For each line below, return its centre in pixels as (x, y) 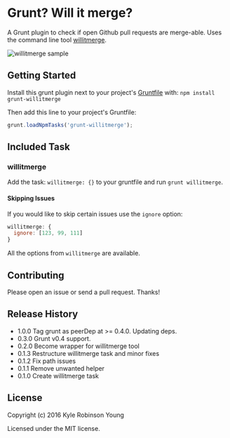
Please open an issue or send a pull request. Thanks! (83, 292)
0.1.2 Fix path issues (46, 361)
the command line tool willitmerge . (57, 39)
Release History (43, 314)
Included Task (39, 147)
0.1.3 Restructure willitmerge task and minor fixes (88, 353)
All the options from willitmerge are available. (74, 253)
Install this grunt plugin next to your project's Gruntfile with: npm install (111, 92)
